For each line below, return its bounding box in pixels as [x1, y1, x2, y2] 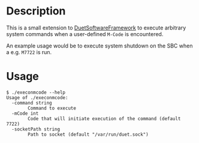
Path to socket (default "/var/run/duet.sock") [28, 131, 149, 138]
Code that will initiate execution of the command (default [28, 115, 181, 121]
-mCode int [11, 110, 39, 117]
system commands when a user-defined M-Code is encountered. [6, 30, 164, 37]
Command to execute [28, 105, 77, 111]
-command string [11, 100, 52, 106]
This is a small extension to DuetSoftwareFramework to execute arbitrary [6, 24, 186, 31]
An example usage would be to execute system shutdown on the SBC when [6, 42, 193, 49]
